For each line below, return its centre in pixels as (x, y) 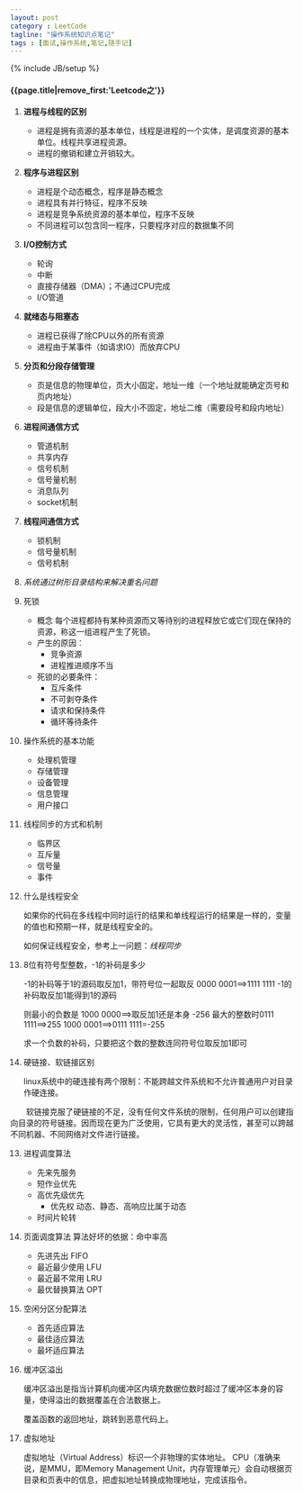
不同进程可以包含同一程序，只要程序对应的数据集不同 (135, 225)
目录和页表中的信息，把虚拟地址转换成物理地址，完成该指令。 (138, 1480)
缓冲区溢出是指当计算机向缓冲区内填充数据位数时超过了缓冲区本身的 (149, 1389)
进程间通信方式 (51, 427)
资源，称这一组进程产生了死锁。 (96, 632)
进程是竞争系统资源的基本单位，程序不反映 (116, 214)
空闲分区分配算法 (55, 1309)
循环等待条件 (74, 722)
